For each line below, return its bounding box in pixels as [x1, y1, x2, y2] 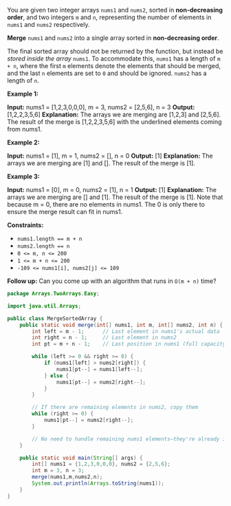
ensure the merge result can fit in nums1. [7, 208, 123, 215]
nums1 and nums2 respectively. [7, 21, 90, 28]
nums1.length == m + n [16, 235, 82, 242]
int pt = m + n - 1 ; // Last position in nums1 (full [32, 341, 198, 348]
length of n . [7, 76, 39, 85]
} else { [43, 372, 69, 379]
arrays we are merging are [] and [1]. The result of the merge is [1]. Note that [7, 193, 223, 201]
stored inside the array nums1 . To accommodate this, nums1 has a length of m [7, 54, 221, 63]
